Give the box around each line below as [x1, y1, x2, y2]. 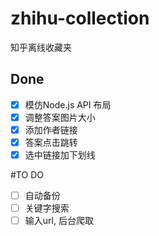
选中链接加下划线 [24, 149, 96, 161]
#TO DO [10, 169, 44, 181]
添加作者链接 [24, 123, 78, 136]
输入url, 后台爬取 [24, 215, 94, 227]
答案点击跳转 [24, 136, 78, 148]
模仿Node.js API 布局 [24, 98, 112, 111]
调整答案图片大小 [24, 111, 96, 123]
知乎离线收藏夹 [10, 41, 72, 53]
